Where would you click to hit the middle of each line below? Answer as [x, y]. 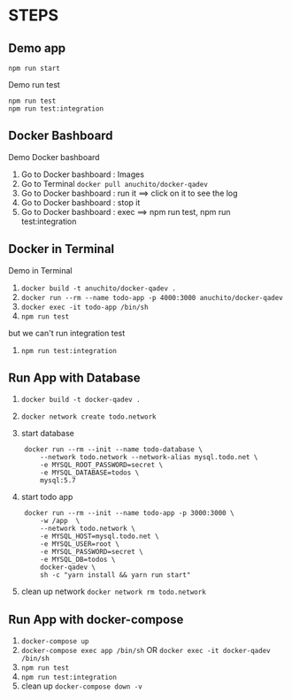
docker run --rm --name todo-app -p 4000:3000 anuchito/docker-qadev [152, 297]
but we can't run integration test [67, 333]
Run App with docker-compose [96, 619]
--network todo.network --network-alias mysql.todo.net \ [149, 458]
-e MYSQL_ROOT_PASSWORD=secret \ [102, 465]
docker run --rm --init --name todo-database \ [113, 450]
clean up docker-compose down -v [81, 686]
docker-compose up [55, 642]
